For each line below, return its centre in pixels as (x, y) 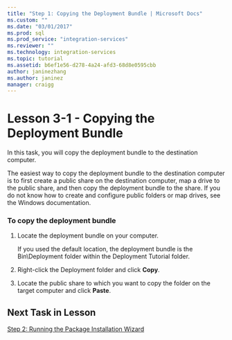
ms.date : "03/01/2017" (40, 26)
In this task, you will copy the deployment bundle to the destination (103, 152)
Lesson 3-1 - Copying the (81, 119)
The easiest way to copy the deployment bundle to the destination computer (116, 173)
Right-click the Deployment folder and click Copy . (89, 270)
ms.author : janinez (35, 78)
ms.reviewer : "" (30, 46)
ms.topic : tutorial (35, 59)
